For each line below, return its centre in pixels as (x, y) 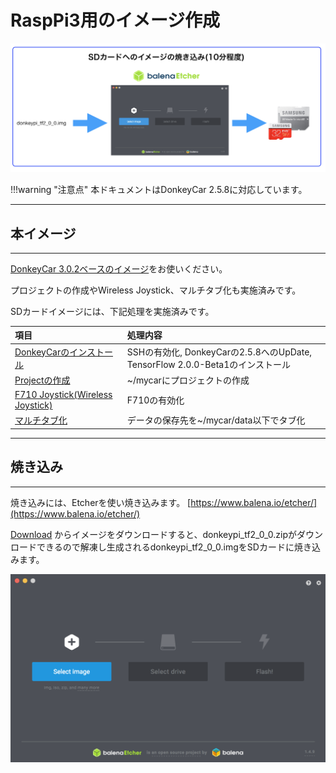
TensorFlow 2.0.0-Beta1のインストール (208, 364)
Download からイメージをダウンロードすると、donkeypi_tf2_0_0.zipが (154, 534)
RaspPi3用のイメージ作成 (115, 20)
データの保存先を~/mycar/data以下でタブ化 (216, 420)
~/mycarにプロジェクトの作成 (188, 380)
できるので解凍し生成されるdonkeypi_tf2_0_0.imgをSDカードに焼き (174, 547)
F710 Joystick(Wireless (63, 395)
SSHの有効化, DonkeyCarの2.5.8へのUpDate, (219, 352)
